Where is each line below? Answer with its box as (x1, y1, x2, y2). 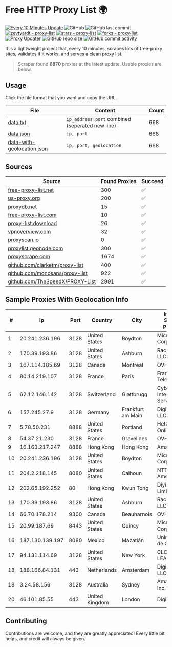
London (121, 596, 140, 603)
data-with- (8, 138, 36, 146)
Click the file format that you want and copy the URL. (5, 94, 117, 100)
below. (17, 66, 32, 72)
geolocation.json (8, 145, 48, 152)
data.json (8, 130, 30, 137)
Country (91, 317, 113, 324)
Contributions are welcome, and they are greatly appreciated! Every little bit (5, 630, 165, 636)
